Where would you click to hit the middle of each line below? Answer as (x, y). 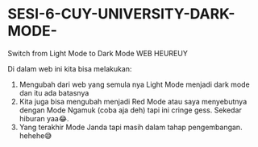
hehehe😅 (35, 135)
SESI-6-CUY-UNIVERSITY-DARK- (121, 14)
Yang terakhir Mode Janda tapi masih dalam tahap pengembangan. (131, 127)
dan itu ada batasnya (54, 92)
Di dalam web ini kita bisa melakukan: (70, 68)
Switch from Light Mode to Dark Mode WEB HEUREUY (98, 53)
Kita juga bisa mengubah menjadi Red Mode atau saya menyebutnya (133, 101)
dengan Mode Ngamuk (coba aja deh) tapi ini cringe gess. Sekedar (131, 110)
